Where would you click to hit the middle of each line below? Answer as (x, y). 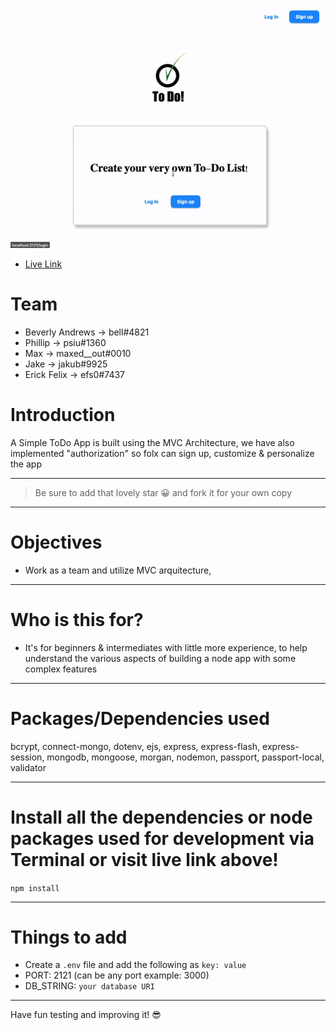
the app (26, 464)
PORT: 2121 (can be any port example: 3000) (117, 975)
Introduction (63, 415)
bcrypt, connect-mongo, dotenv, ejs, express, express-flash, (135, 746)
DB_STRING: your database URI (89, 986)
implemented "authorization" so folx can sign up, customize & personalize (162, 453)
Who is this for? (77, 619)
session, (27, 757)
